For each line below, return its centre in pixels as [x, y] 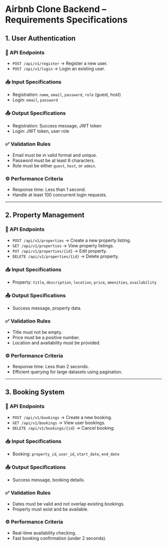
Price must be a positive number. [46, 337]
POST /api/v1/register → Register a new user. [60, 63]
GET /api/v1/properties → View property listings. [63, 245]
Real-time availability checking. [44, 533]
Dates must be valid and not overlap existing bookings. [69, 504]
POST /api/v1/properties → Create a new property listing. [72, 240]
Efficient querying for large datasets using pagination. [67, 372]
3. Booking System [35, 392]
